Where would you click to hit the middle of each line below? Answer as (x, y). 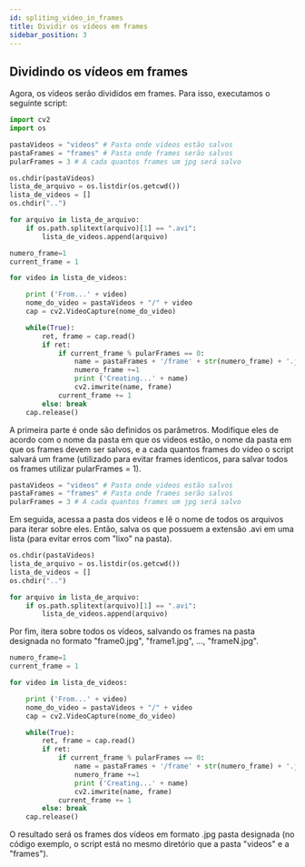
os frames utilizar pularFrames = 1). (75, 469)
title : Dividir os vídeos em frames (79, 26)
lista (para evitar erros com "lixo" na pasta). (91, 539)
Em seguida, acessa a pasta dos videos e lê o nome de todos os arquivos (147, 519)
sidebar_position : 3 (49, 35)
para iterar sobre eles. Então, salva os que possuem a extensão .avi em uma (152, 529)
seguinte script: (39, 103)
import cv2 (30, 120)
